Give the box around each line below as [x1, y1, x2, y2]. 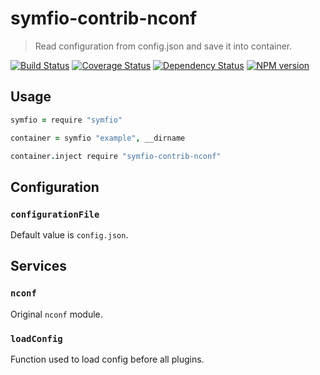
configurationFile [10, 208, 100, 220]
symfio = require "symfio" [10, 115, 123, 125]
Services [10, 258, 68, 275]
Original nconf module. [10, 308, 103, 320]
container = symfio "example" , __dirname [10, 133, 186, 143]
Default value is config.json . [10, 229, 129, 241]
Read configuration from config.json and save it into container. [34, 40, 293, 52]
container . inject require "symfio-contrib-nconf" [10, 151, 222, 161]
